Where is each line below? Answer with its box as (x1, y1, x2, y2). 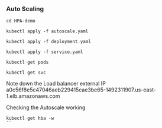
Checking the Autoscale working (6, 104, 86, 111)
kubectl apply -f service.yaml (6, 49, 83, 55)
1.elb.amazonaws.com (6, 93, 60, 100)
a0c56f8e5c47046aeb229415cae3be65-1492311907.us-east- (6, 86, 157, 93)
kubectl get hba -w (6, 116, 54, 122)
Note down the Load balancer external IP (6, 80, 106, 87)
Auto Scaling (6, 5, 44, 13)
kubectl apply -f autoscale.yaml (6, 28, 89, 34)
